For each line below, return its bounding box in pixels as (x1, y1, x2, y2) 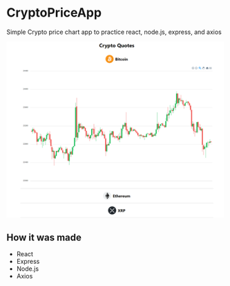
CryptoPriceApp (6, 5, 102, 21)
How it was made (6, 231, 82, 243)
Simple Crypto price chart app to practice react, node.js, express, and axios (6, 28, 222, 36)
